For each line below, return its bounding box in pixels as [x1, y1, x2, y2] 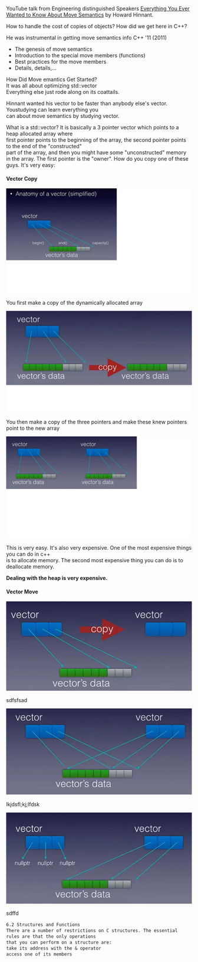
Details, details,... [14, 64, 57, 71]
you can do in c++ [6, 550, 51, 557]
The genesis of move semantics [14, 45, 93, 53]
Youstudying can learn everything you [6, 106, 99, 113]
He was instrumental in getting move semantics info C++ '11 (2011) [6, 34, 167, 41]
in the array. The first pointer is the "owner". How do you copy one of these [6, 155, 189, 162]
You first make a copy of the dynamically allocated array [6, 299, 143, 306]
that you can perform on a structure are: [6, 940, 112, 945]
